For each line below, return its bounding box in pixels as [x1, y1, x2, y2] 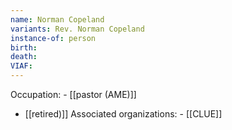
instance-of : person [10, 33, 97, 43]
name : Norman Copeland [10, 14, 105, 25]
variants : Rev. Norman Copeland [10, 24, 145, 34]
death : [10, 52, 38, 62]
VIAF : [10, 61, 33, 71]
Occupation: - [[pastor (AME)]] [10, 89, 137, 100]
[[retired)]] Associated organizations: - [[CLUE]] [24, 108, 223, 120]
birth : [10, 42, 38, 53]
